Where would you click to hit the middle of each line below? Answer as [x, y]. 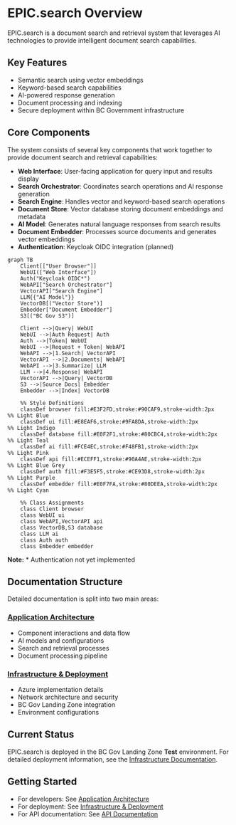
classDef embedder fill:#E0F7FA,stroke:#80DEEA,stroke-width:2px [119, 484]
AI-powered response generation [66, 95]
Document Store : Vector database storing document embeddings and [120, 209]
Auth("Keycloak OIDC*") [55, 278]
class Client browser [52, 509]
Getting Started [42, 782]
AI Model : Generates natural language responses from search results [119, 224]
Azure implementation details [60, 689]
